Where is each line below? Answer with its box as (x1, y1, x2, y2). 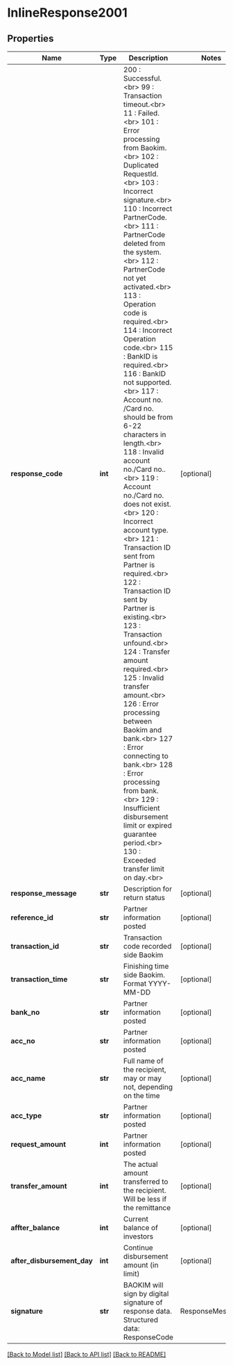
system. (135, 247, 162, 256)
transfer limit (123, 864, 165, 874)
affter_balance (10, 1223, 60, 1232)
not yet (123, 273, 146, 283)
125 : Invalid (123, 673, 164, 682)
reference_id (10, 913, 54, 922)
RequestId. (123, 169, 159, 179)
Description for (123, 884, 172, 894)
